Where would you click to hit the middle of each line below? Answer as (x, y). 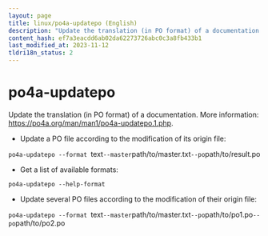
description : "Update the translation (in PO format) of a (109, 30)
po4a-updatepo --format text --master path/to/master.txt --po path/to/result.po (134, 154)
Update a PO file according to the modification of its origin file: (123, 138)
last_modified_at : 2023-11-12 (59, 46)
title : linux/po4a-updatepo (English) (73, 23)
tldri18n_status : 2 (41, 53)
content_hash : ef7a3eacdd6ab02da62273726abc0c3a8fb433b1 (105, 38)
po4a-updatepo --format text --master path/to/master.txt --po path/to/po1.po (131, 214)
